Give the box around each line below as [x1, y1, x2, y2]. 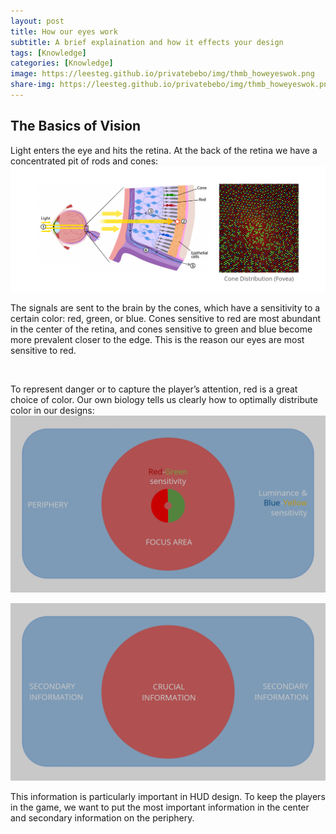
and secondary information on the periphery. [10, 811, 195, 824]
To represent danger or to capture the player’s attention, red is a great [10, 383, 298, 395]
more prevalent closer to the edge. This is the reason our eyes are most [10, 333, 305, 345]
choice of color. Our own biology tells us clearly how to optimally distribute [10, 393, 318, 405]
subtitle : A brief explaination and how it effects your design [10, 37, 284, 47]
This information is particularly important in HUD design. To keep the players [10, 790, 326, 802]
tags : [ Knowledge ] [10, 48, 87, 58]
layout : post [10, 16, 65, 26]
